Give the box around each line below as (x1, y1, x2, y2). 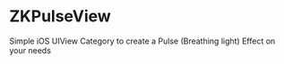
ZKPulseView (9, 6, 112, 27)
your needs (9, 44, 52, 55)
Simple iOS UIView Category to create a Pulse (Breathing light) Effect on (9, 36, 276, 46)
